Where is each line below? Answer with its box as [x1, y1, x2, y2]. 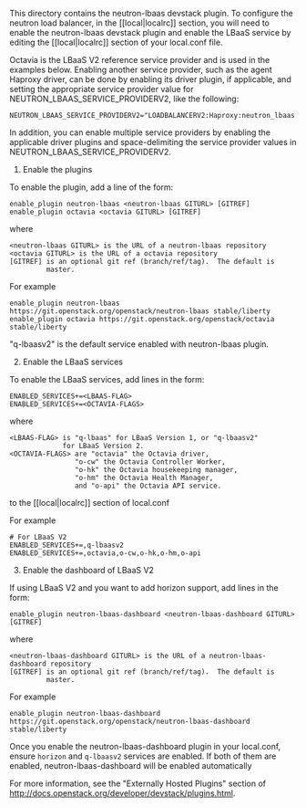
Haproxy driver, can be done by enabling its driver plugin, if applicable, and [9, 74, 291, 85]
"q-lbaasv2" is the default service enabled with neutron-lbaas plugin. [9, 339, 270, 350]
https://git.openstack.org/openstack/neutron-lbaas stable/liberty [9, 307, 271, 316]
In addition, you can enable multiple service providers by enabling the [9, 127, 271, 138]
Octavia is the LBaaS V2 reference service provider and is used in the [9, 55, 270, 65]
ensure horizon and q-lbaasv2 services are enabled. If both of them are [9, 750, 277, 761]
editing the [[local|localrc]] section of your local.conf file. [9, 37, 223, 47]
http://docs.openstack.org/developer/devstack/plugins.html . [9, 788, 236, 798]
